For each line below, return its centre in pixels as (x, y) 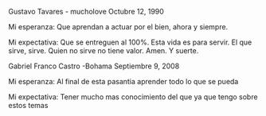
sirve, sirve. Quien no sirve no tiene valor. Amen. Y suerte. (104, 50)
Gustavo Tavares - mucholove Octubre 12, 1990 (86, 12)
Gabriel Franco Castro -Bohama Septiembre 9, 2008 (94, 66)
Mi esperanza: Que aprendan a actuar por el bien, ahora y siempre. (118, 27)
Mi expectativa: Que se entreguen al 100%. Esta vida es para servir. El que (130, 42)
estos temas (28, 105)
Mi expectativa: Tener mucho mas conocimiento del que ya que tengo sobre (133, 97)
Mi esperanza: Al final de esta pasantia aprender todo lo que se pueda (123, 81)
